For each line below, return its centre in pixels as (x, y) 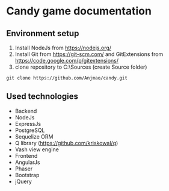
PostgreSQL (30, 130)
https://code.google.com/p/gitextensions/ (67, 61)
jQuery (23, 181)
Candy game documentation (79, 11)
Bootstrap (27, 175)
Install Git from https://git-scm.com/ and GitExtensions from (89, 54)
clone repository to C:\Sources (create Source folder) (81, 67)
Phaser (24, 168)
